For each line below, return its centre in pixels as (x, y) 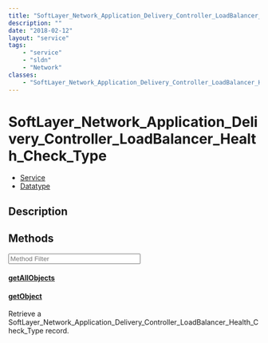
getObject (25, 296)
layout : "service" (39, 38)
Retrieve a (25, 314)
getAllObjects (32, 278)
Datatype (35, 186)
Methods (31, 239)
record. (57, 331)
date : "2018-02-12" (41, 30)
